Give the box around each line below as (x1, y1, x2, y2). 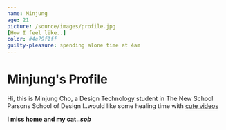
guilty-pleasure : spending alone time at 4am (7, 42, 140, 49)
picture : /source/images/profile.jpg (7, 23, 116, 30)
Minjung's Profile (7, 72, 109, 87)
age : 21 (7, 17, 30, 23)
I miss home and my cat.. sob (7, 115, 92, 123)
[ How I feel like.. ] (7, 29, 67, 36)
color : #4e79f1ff (7, 36, 57, 43)
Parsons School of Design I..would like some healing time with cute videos (7, 101, 219, 110)
